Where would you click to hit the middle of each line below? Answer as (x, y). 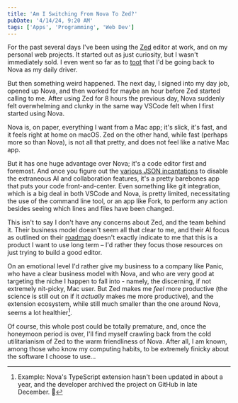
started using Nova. (36, 113)
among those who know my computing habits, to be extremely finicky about (118, 349)
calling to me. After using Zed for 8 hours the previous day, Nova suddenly (116, 98)
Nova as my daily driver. (42, 70)
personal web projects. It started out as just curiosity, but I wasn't (103, 55)
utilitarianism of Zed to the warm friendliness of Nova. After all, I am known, (118, 341)
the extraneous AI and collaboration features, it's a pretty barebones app (113, 178)
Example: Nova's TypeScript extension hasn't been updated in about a (120, 377)
